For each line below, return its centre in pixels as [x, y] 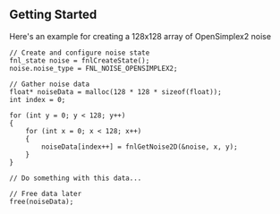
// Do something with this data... [76, 178]
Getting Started [53, 15]
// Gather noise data [50, 84]
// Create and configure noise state [80, 53]
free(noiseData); [42, 201]
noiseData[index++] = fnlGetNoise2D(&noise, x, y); [140, 147]
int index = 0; [38, 99]
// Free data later [46, 193]
